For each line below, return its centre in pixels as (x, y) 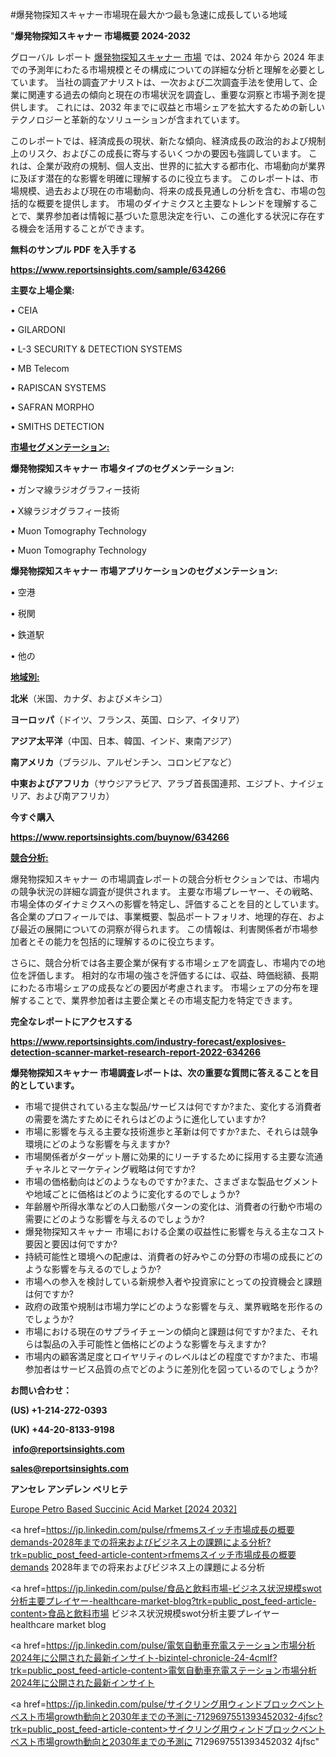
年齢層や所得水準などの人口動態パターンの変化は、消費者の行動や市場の (173, 1206)
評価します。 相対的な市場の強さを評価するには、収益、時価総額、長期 (173, 975)
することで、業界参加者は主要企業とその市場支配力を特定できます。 (158, 1000)
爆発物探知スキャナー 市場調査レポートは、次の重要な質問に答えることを (160, 1072)
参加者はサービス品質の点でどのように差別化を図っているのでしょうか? (171, 1369)
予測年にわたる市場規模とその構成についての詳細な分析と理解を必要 (167, 69)
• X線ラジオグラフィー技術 (65, 511)
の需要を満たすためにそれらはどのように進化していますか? (145, 1119)
